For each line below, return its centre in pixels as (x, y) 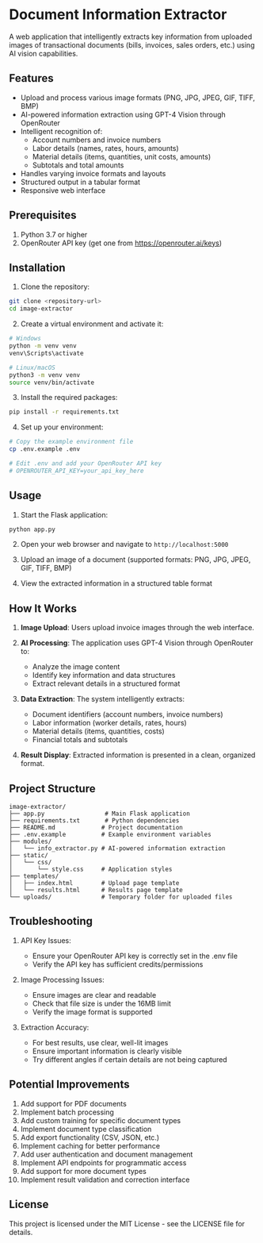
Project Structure (52, 789)
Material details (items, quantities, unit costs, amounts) (122, 156)
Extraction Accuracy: (55, 1027)
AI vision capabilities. (44, 53)
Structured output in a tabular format (80, 182)
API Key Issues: (46, 940)
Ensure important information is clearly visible (107, 1051)
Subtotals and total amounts (78, 165)
